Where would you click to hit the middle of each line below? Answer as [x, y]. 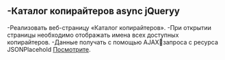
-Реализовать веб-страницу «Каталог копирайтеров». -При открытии [109, 27]
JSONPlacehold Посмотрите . [49, 49]
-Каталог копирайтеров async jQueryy [93, 11]
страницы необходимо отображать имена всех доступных [93, 35]
